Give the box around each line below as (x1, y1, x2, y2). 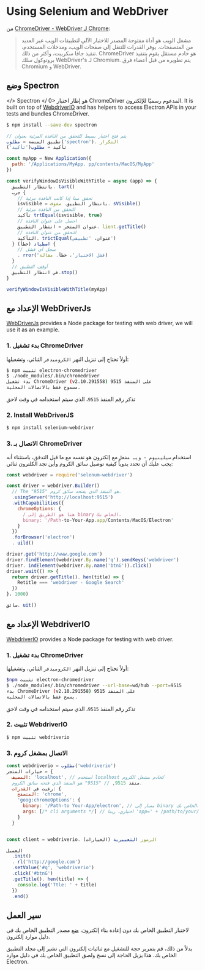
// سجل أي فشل (17, 246, 56, 253)
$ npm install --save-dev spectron (6, 122, 97, 128)
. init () (12, 853, 32, 859)
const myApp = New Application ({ (6, 156, 92, 162)
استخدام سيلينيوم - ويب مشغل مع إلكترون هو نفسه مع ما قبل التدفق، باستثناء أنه (6, 453, 192, 460)
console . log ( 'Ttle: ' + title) (17, 881, 97, 888)
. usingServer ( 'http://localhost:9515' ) (12, 494, 114, 500)
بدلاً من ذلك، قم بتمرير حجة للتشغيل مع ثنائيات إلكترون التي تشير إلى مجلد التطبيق (6, 945, 193, 952)
